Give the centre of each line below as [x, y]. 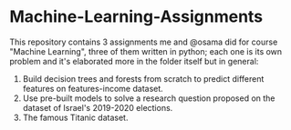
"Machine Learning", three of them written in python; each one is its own [146, 51]
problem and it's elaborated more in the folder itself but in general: [134, 61]
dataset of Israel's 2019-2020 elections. [98, 107]
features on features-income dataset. [93, 88]
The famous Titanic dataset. [75, 117]
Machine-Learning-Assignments [136, 17]
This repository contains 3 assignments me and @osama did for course [144, 42]
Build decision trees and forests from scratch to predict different [143, 78]
